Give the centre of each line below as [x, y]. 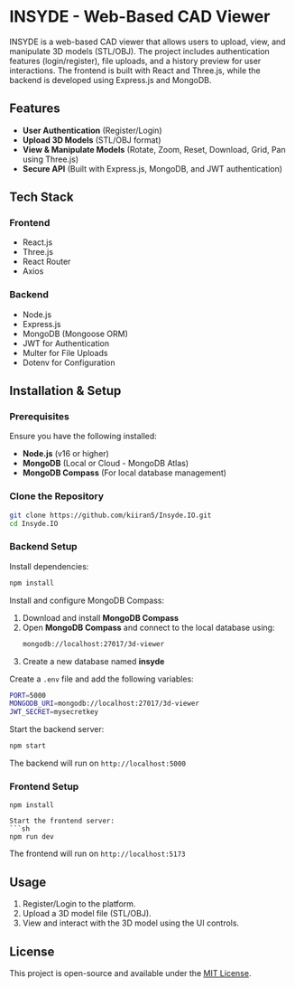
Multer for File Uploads [65, 352]
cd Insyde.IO [34, 523]
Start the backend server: [57, 729]
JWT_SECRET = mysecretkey [54, 712]
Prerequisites [39, 417]
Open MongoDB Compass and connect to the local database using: [148, 627]
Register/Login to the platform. [79, 904]
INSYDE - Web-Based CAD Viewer [140, 17]
